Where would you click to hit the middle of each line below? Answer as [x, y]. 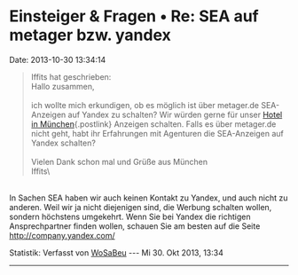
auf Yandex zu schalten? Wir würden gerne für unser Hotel [175, 114]
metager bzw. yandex [90, 35]
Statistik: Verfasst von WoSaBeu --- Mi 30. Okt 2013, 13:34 [116, 252]
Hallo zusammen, [63, 86]
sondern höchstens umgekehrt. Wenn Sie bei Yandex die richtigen [130, 216]
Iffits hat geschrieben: [71, 76]
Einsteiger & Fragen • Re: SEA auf [134, 16]
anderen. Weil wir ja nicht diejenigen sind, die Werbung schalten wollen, [141, 207]
